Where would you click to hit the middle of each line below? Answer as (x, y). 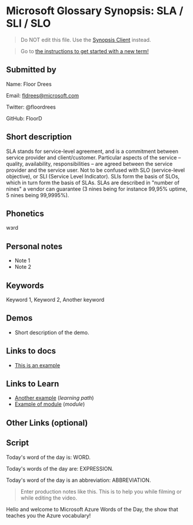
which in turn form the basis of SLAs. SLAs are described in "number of (93, 182)
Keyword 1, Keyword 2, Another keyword (55, 300)
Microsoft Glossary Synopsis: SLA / (95, 11)
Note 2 (23, 267)
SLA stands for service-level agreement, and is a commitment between (92, 151)
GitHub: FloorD (24, 118)
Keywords (25, 286)
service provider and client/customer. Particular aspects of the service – (94, 157)
